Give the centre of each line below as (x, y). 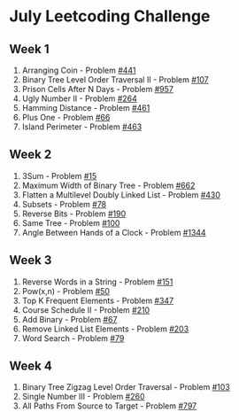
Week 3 (31, 260)
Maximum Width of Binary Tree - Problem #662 (108, 185)
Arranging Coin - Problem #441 (79, 70)
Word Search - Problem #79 (73, 338)
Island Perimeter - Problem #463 (82, 127)
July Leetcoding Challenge (110, 16)
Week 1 (29, 49)
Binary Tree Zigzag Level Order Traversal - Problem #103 (126, 387)
